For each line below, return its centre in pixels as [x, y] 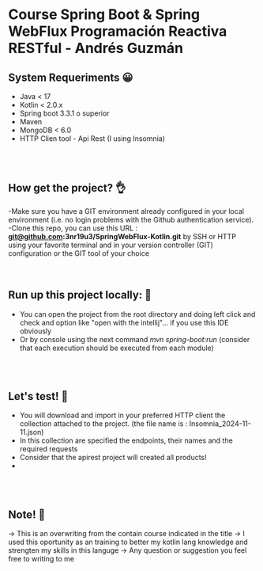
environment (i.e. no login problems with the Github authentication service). [131, 219]
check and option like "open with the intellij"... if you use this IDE [124, 322]
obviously [36, 331]
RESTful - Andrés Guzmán [96, 48]
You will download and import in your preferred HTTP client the [122, 415]
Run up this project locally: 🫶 [80, 295]
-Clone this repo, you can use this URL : [73, 228]
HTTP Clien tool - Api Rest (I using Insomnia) [92, 139]
